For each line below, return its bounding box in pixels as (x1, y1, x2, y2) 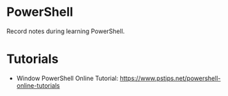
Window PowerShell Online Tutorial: (16, 74, 119, 82)
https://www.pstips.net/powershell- (120, 74, 221, 82)
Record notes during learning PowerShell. (6, 27, 125, 35)
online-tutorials (16, 81, 60, 90)
